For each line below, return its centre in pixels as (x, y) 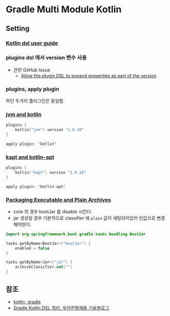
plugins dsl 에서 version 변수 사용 (46, 58)
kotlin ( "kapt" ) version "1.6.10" (51, 173)
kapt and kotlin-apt (30, 157)
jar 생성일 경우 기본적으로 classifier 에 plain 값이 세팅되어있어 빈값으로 (84, 218)
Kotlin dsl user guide (32, 43)
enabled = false (33, 248)
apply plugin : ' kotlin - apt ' (36, 187)
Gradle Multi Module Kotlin (64, 10)
